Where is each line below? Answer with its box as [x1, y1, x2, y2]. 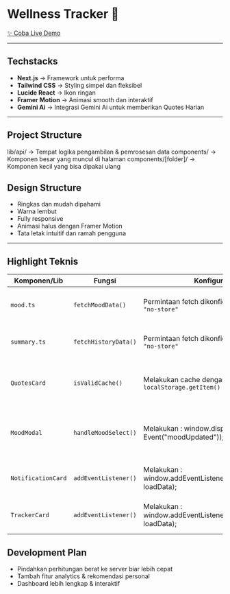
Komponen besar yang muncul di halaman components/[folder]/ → [7, 154, 196, 163]
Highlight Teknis [7, 255, 79, 267]
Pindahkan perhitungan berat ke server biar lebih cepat [16, 565, 173, 573]
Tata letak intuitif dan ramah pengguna [16, 229, 127, 237]
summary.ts [10, 338, 46, 346]
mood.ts [10, 301, 36, 309]
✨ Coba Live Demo [7, 29, 61, 37]
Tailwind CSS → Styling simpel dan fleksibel [16, 81, 142, 89]
